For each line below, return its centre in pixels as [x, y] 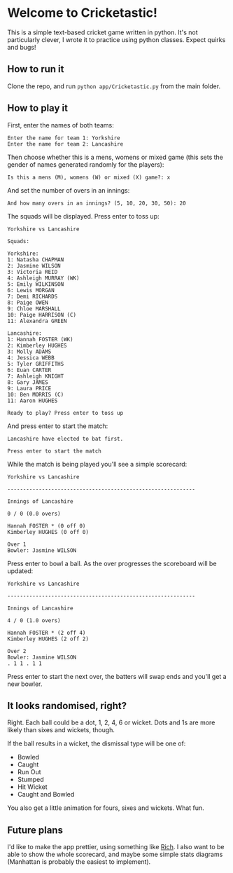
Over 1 [17, 544]
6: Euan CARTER [29, 370]
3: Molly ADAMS [29, 352]
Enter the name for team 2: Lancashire [65, 144]
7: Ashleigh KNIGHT [36, 376]
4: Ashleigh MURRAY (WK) [43, 278]
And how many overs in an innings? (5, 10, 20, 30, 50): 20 [97, 203]
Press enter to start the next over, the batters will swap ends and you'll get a [117, 676]
